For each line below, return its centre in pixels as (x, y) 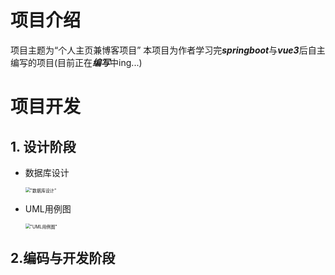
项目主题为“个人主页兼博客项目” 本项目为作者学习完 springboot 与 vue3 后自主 (168, 50)
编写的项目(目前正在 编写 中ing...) (76, 62)
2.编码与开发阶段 (63, 258)
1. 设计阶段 (43, 146)
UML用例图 (48, 208)
